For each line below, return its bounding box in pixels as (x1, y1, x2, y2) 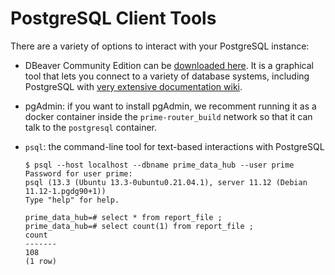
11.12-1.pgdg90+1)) (24, 186, 107, 196)
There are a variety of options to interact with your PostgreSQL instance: (10, 40, 310, 52)
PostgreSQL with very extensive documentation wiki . (24, 80, 243, 92)
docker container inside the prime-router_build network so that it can (24, 110, 313, 122)
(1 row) (24, 256, 57, 266)
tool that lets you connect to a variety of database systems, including (24, 70, 310, 82)
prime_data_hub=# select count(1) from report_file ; (24, 221, 254, 231)
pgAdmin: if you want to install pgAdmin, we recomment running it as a (24, 100, 317, 112)
